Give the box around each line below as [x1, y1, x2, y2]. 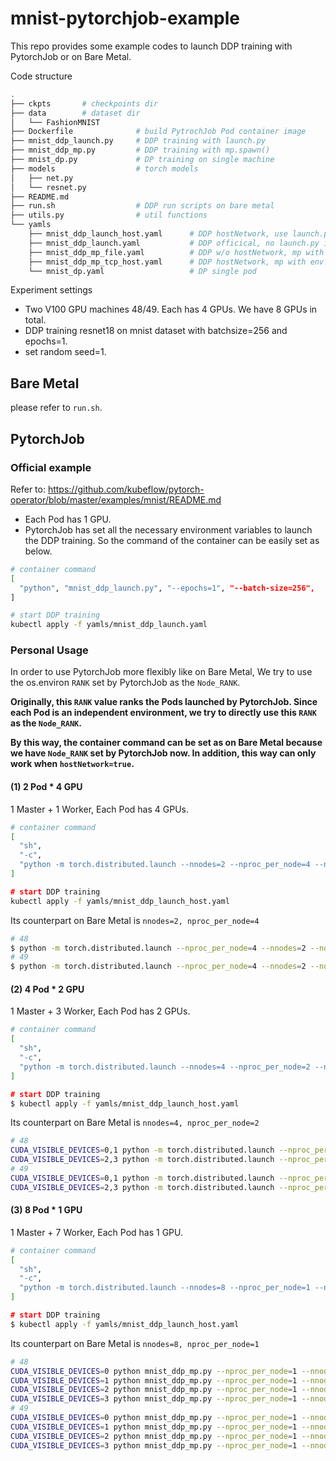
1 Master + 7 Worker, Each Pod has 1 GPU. [10, 1226, 183, 1238]
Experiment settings [10, 284, 93, 296]
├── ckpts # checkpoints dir [10, 98, 159, 109]
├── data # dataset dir [10, 108, 141, 118]
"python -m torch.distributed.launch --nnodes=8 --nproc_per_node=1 [19, 1283, 311, 1293]
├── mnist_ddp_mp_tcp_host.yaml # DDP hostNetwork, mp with [28, 257, 307, 267]
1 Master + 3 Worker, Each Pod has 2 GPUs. [10, 1005, 191, 1017]
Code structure [10, 70, 73, 82]
